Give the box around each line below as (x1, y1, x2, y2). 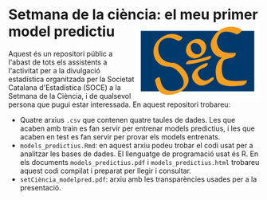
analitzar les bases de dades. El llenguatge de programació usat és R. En (19, 149, 259, 159)
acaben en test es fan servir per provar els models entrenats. (19, 131, 221, 141)
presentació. (19, 182, 61, 192)
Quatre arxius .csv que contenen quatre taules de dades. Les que (19, 115, 236, 124)
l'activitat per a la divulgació (8, 65, 101, 75)
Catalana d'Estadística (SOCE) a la (8, 82, 121, 92)
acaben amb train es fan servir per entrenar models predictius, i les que (19, 124, 255, 133)
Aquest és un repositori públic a (8, 49, 113, 58)
